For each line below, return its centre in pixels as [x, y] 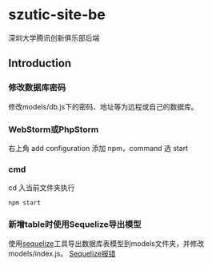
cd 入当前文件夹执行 [42, 188]
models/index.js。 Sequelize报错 [62, 253]
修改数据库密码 [37, 88]
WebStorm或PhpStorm [54, 129]
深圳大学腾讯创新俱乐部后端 [54, 38]
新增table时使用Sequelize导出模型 [75, 224]
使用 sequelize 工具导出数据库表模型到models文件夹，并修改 [106, 243]
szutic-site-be [57, 15]
